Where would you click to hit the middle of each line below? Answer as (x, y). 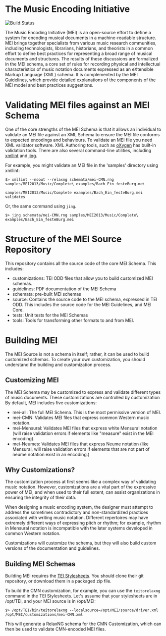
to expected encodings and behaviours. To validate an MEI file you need (79, 140)
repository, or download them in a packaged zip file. (58, 581)
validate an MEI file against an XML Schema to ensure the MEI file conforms (83, 134)
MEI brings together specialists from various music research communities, (81, 43)
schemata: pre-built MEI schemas (47, 294)
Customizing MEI (32, 380)
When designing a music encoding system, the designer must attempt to (79, 507)
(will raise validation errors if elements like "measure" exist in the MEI (83, 433)
